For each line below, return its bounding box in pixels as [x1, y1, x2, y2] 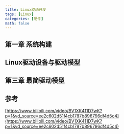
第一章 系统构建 [5, 40, 52, 48]
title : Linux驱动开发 [5, 7, 47, 12]
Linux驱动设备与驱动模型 [5, 58, 80, 67]
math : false [5, 21, 29, 26]
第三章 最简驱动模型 [5, 76, 65, 85]
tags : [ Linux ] [5, 12, 34, 17]
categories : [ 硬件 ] [5, 16, 44, 21]
